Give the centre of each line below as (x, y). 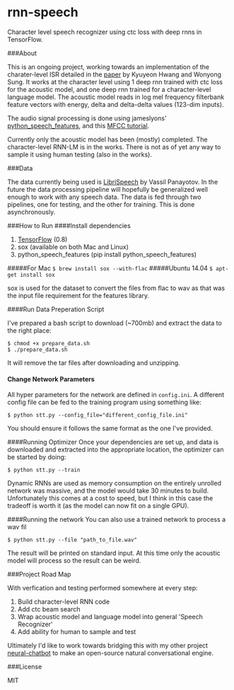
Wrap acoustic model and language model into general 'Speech (110, 617)
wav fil (17, 527)
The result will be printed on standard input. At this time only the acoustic (114, 553)
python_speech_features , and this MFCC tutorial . (78, 125)
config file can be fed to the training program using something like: (104, 402)
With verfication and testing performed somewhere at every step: (103, 588)
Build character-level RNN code (64, 602)
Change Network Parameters (51, 379)
